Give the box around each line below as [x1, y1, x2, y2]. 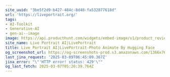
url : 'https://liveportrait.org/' [5, 12, 78, 17]
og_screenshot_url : [5, 50, 47, 55]
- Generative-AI [5, 26, 39, 31]
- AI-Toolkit [5, 21, 33, 27]
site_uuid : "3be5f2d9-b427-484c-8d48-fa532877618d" [5, 7, 116, 13]
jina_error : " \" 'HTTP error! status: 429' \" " [5, 59, 103, 64]
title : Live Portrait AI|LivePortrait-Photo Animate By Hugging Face [5, 45, 155, 50]
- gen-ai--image [5, 31, 39, 36]
